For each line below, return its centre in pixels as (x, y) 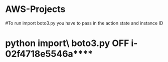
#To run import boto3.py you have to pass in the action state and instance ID (84, 23)
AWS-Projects (35, 9)
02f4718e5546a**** (49, 54)
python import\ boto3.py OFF (67, 43)
